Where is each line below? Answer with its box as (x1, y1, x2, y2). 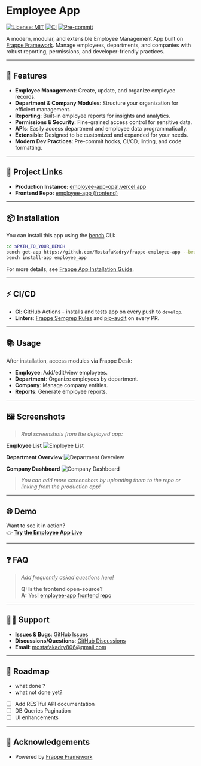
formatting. (14, 144, 43, 151)
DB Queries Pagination (14, 707, 71, 714)
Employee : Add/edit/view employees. (14, 369, 108, 376)
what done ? (14, 682, 46, 689)
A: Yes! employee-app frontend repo (20, 592, 112, 599)
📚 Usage (6, 338, 41, 348)
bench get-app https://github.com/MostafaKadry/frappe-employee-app (6, 249, 181, 255)
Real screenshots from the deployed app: (20, 430, 123, 438)
